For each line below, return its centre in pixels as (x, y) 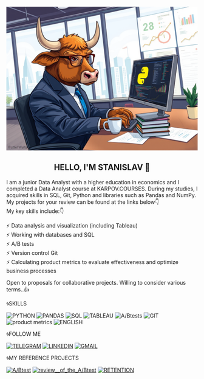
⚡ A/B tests (20, 243)
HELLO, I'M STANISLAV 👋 (102, 168)
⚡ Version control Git (32, 252)
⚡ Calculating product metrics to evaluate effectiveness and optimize (93, 262)
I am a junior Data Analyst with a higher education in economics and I (93, 182)
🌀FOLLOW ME (24, 334)
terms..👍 (18, 289)
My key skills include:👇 (35, 211)
